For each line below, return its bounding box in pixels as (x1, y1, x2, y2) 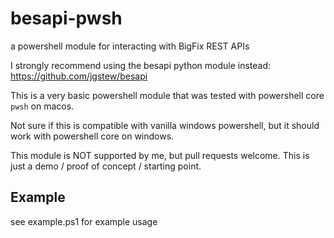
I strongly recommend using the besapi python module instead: (10, 59, 272, 71)
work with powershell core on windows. (10, 130, 175, 142)
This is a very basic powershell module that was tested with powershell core (10, 89, 325, 101)
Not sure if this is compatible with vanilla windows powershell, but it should (10, 119, 320, 131)
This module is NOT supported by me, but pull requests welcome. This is (10, 149, 310, 161)
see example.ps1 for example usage (10, 215, 158, 227)
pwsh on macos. (10, 100, 75, 112)
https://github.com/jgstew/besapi (10, 70, 148, 82)
